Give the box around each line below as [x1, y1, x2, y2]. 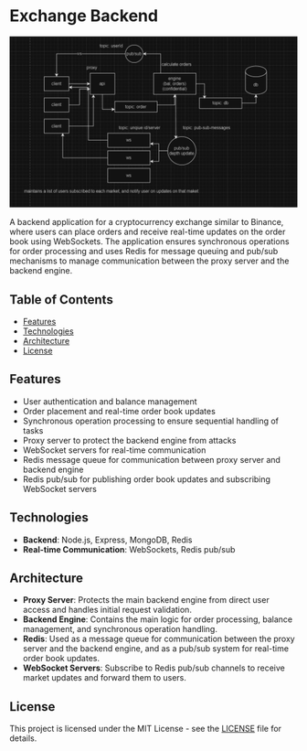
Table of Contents [9, 292, 114, 307]
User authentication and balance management [22, 395, 198, 407]
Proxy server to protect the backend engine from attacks [22, 435, 237, 445]
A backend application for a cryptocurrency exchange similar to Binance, [9, 217, 284, 228]
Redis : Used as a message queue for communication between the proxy [22, 633, 295, 645]
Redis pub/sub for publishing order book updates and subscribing [22, 473, 271, 485]
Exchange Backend [9, 5, 158, 27]
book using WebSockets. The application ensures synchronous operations [9, 236, 290, 247]
